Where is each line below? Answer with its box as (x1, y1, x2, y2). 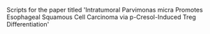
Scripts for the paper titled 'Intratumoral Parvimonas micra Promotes (6, 6, 203, 14)
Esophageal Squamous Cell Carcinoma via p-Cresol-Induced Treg (6, 13, 196, 21)
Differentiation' (6, 20, 50, 28)
